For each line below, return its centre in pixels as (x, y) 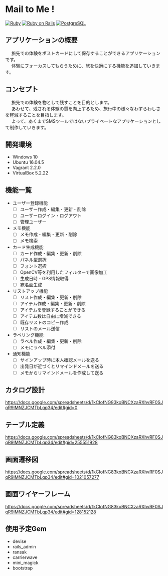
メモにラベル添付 (38, 347)
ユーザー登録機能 (30, 203)
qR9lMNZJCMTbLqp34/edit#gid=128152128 (51, 512)
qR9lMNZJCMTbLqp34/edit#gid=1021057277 (52, 477)
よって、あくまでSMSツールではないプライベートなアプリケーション (82, 121)
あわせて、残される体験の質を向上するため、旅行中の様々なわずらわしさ (86, 108)
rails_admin (24, 546)
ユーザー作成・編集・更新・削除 (53, 210)
